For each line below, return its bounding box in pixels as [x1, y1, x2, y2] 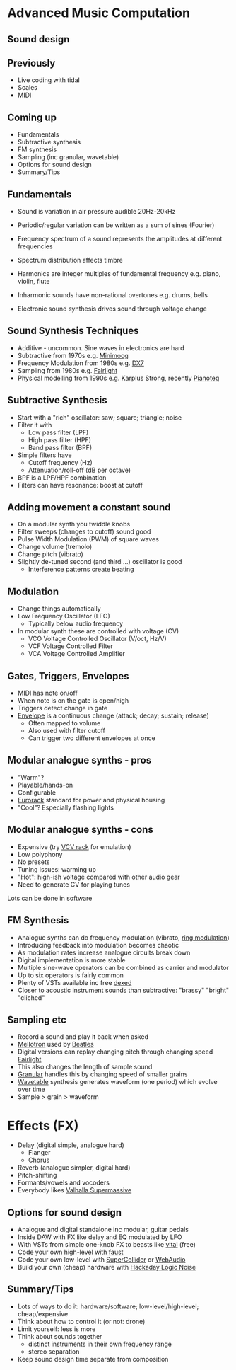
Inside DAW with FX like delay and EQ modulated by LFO [17, 1233, 182, 1241]
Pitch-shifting [17, 1171, 57, 1180]
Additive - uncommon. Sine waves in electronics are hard [17, 343, 185, 352]
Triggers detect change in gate [17, 704, 108, 713]
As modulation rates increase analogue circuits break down [17, 948, 191, 957]
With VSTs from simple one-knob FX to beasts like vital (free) [17, 1241, 196, 1249]
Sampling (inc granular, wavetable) [17, 153, 119, 161]
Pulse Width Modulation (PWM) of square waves [17, 535, 159, 543]
